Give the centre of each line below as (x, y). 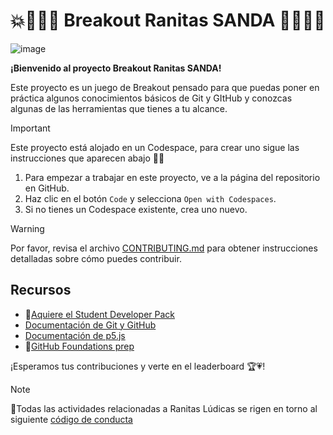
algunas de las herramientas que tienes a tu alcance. (119, 108)
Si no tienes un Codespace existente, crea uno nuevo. (136, 209)
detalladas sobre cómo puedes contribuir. (96, 258)
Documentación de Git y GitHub (90, 325)
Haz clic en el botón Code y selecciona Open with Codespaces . (150, 198)
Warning (27, 228)
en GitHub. (47, 188)
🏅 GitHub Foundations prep (79, 346)
